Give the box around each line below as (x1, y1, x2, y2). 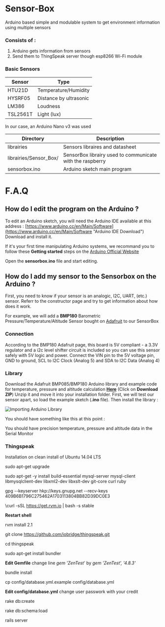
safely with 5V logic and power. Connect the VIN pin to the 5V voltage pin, (5, 352, 155, 358)
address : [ (5, 223, 27, 229)
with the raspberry (63, 157, 106, 164)
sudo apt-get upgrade (5, 464, 50, 470)
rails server (5, 617, 28, 624)
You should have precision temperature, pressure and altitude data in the (5, 425, 153, 431)
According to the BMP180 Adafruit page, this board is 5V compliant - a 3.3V (5, 342, 158, 348)
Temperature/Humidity (37, 87, 90, 94)
